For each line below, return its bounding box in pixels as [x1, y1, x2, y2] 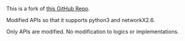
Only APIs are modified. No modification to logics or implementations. [6, 28, 179, 35]
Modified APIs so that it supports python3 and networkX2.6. [6, 17, 155, 23]
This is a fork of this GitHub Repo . [6, 5, 90, 12]
